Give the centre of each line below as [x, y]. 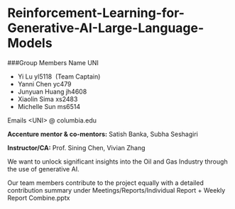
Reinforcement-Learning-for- [96, 13]
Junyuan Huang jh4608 [52, 91]
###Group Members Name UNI [53, 62]
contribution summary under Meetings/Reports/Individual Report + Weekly [116, 190]
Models [30, 43]
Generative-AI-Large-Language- [106, 28]
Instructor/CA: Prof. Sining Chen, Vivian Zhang [76, 147]
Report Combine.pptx [39, 198]
